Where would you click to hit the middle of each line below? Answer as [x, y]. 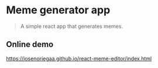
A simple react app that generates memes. [71, 26]
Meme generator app [58, 10]
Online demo [30, 44]
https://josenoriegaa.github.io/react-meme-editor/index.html [79, 58]
